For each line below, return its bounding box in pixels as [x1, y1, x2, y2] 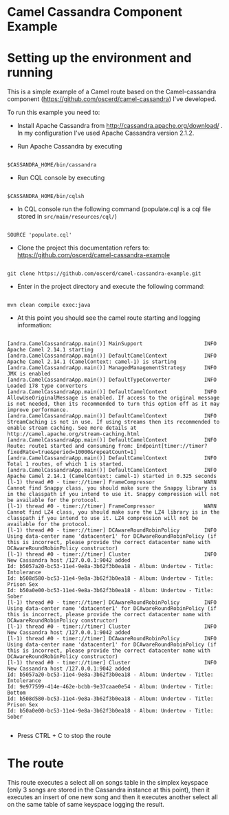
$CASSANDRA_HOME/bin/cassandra [7, 162, 97, 169]
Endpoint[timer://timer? [136, 443, 208, 450]
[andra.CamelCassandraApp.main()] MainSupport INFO [7, 340, 217, 347]
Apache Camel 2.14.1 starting [7, 347, 94, 354]
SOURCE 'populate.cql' [7, 232, 72, 239]
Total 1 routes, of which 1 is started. [7, 461, 125, 468]
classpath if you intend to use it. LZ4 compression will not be [7, 515, 198, 522]
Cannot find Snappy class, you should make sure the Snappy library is [7, 485, 217, 492]
